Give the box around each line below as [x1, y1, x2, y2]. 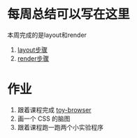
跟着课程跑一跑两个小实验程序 [17, 123, 103, 131]
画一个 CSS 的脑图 [17, 114, 71, 123]
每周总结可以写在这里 [7, 6, 131, 22]
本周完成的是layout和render [7, 31, 87, 39]
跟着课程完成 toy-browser [17, 105, 92, 114]
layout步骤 [17, 45, 48, 54]
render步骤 [17, 54, 50, 63]
